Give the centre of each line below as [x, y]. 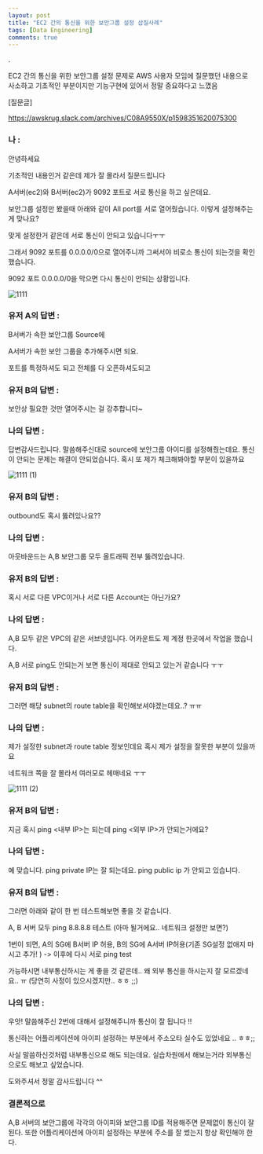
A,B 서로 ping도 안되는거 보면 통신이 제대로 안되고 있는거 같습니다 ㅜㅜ [116, 665]
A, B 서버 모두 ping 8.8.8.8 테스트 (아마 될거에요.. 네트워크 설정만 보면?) [119, 928]
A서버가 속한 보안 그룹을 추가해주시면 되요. [73, 351]
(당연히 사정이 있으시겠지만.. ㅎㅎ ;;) [84, 981]
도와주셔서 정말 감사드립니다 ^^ [56, 1082]
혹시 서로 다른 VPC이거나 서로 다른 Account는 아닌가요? [94, 597]
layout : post [29, 15]
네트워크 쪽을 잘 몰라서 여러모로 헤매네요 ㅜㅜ [77, 773]
